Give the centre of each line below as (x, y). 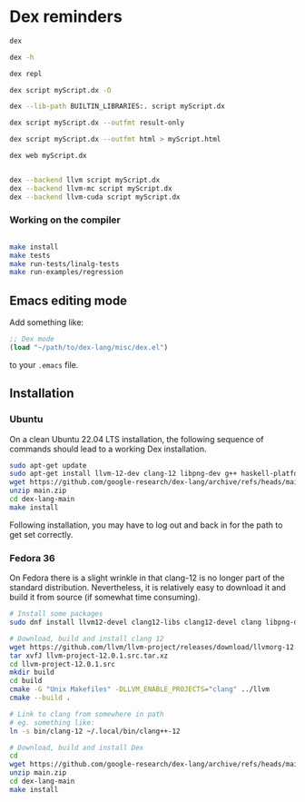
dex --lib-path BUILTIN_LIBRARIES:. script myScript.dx (117, 106)
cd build (26, 681)
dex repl (26, 74)
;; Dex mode (32, 339)
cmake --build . (40, 698)
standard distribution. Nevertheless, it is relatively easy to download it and (148, 588)
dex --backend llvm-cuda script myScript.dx (95, 197)
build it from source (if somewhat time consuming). (105, 598)
